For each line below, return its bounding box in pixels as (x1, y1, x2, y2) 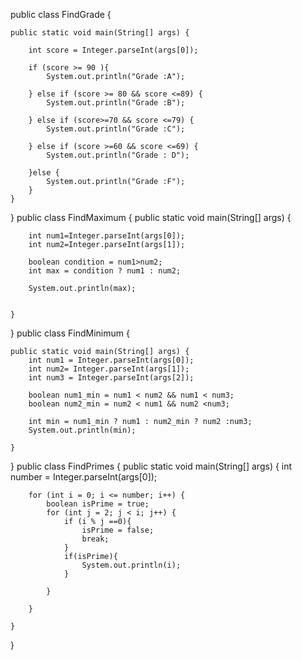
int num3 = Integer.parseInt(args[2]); (28, 373, 195, 383)
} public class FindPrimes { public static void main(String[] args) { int (10, 460, 293, 472)
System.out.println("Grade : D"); (46, 150, 190, 160)
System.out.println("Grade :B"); (46, 98, 186, 108)
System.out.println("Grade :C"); (46, 124, 186, 134)
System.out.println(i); (81, 560, 182, 570)
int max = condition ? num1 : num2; (28, 266, 182, 276)
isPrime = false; (81, 525, 155, 535)
